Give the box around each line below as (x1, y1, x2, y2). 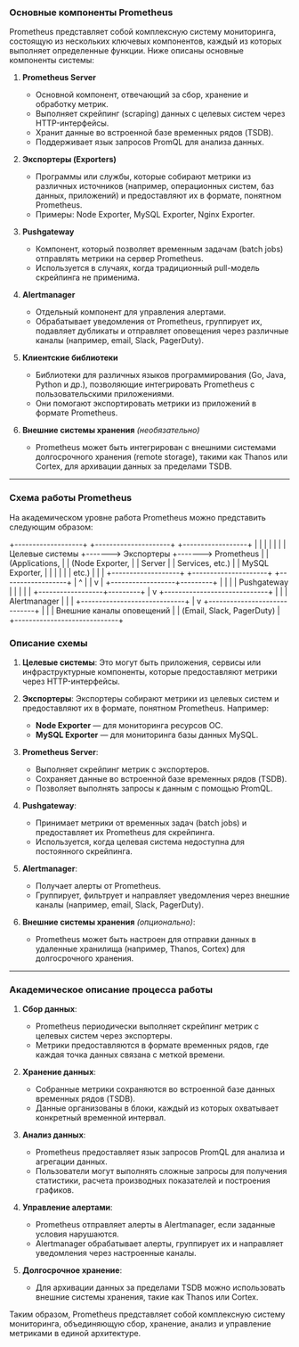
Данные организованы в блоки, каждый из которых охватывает (35, 1103, 279, 1113)
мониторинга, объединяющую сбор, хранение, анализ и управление (9, 1318, 271, 1329)
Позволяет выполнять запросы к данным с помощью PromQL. (35, 783, 273, 793)
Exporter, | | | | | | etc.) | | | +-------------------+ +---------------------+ (9, 567, 273, 578)
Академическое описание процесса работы (9, 983, 214, 996)
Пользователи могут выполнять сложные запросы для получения (35, 1166, 287, 1177)
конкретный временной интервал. (35, 1113, 166, 1123)
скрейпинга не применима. (35, 272, 141, 283)
